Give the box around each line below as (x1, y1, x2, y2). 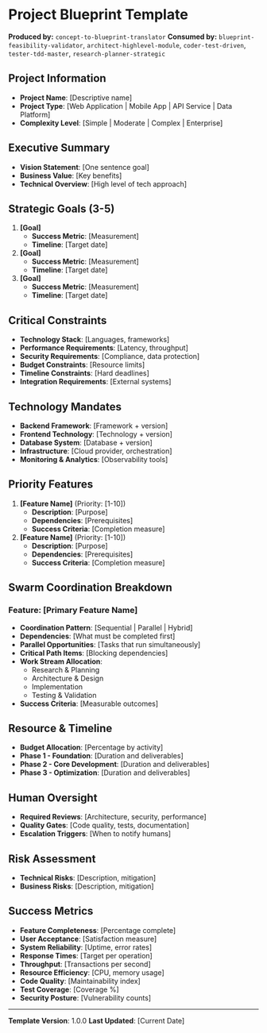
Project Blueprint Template (8, 6, 188, 24)
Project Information (8, 71, 106, 85)
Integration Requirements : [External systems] (19, 377, 172, 387)
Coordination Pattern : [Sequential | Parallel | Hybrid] (19, 622, 193, 632)
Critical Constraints (8, 314, 107, 327)
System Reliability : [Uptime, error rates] (19, 942, 153, 952)
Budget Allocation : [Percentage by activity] (19, 742, 164, 752)
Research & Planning (31, 665, 100, 674)
